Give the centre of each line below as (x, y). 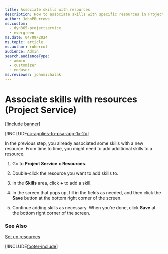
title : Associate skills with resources (48, 10)
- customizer (23, 65)
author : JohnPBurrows (28, 19)
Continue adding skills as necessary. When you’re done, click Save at (84, 207)
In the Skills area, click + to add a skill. (52, 183)
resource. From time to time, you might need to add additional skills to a (79, 148)
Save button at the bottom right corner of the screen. (67, 198)
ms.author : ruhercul (27, 47)
